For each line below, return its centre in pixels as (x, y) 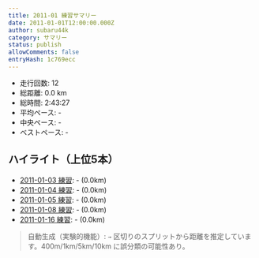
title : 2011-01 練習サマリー (53, 15)
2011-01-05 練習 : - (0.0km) (63, 200)
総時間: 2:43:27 (45, 103)
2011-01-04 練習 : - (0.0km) (63, 189)
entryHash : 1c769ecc (42, 60)
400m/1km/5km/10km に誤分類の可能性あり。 (115, 246)
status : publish (35, 45)
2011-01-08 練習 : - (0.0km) (63, 209)
